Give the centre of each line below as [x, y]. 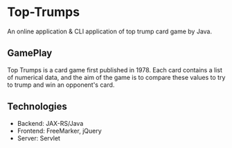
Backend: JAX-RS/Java [50, 123]
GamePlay [30, 53]
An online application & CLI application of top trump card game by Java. [110, 31]
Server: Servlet [39, 138]
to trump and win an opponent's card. [61, 85]
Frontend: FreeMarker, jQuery [59, 131]
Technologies [37, 107]
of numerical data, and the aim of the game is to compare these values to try [116, 77]
